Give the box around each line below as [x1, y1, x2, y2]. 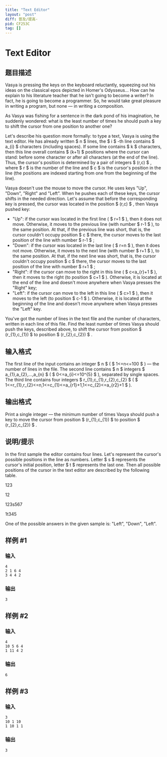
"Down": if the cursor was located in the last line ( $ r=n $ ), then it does [12, 242, 160, 248]
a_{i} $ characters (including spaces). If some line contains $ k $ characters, [5, 144, 162, 150]
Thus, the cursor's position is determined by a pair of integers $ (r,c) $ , [5, 160, 152, 166]
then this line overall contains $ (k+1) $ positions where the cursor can [5, 149, 149, 155]
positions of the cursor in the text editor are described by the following [5, 467, 150, 473]
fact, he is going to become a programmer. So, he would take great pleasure [5, 98, 162, 104]
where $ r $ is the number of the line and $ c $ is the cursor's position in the [5, 165, 162, 171]
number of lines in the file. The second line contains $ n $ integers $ [5, 366, 145, 372]
